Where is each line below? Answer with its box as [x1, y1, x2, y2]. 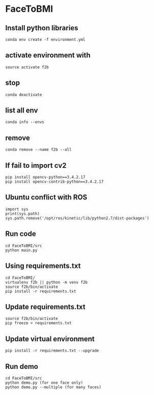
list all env [5, 106, 38, 115]
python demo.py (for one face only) [5, 380, 83, 385]
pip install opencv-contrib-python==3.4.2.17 [5, 179, 104, 185]
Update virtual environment [5, 334, 95, 343]
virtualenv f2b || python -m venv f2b [5, 280, 88, 285]
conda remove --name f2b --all [5, 147, 72, 152]
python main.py [5, 247, 38, 253]
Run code [5, 229, 36, 239]
